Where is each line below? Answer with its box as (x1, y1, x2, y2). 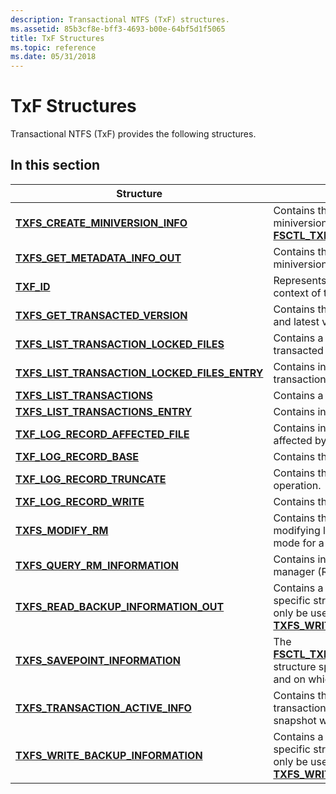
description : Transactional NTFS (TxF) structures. (10, 14, 230, 25)
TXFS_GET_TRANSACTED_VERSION (15, 308, 188, 322)
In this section (10, 157, 101, 174)
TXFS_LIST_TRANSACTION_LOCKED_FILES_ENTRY (15, 366, 264, 380)
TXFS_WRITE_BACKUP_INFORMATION (15, 748, 203, 762)
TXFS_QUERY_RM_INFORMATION (15, 558, 179, 572)
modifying (273, 523, 321, 537)
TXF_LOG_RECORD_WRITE (15, 494, 145, 508)
